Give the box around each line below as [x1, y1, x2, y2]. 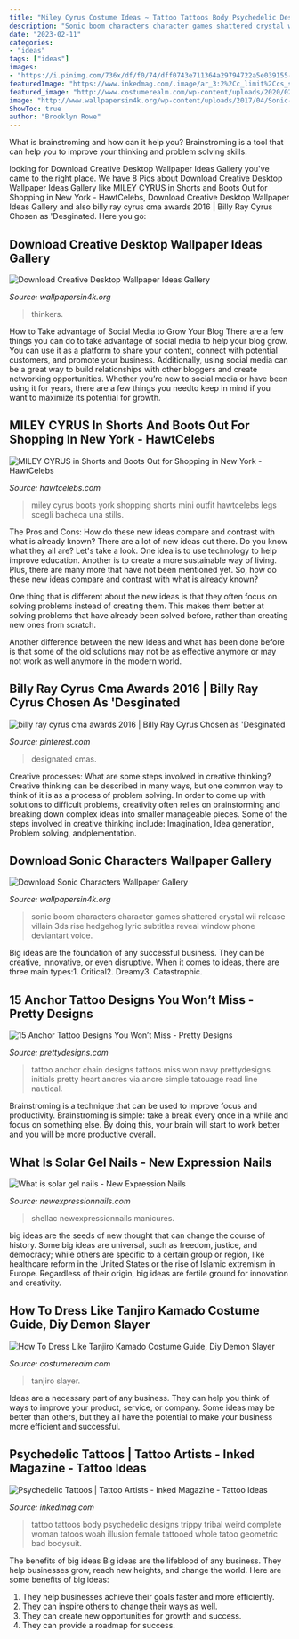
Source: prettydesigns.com [9, 1048, 109, 1058]
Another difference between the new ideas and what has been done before [9, 636, 285, 647]
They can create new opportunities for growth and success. [21, 1610, 242, 1621]
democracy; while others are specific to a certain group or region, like [9, 1249, 265, 1260]
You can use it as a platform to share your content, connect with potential [9, 345, 279, 355]
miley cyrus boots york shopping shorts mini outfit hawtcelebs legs [30, 500, 278, 510]
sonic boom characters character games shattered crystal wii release [30, 911, 286, 922]
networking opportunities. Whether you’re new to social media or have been [9, 373, 288, 384]
